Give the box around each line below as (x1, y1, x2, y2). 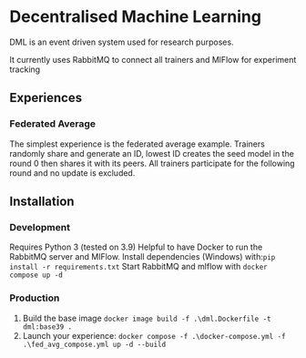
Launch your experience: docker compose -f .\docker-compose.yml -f (22, 330, 286, 341)
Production (9, 292, 60, 304)
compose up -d (9, 271, 64, 280)
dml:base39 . (22, 322, 73, 332)
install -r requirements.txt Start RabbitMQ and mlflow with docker (9, 261, 268, 272)
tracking (9, 64, 41, 75)
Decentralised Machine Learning (9, 6, 262, 27)
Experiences (9, 90, 83, 106)
